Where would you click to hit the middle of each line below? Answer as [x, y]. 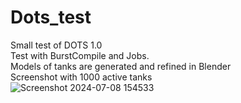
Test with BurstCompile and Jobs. [80, 55]
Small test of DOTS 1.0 [56, 45]
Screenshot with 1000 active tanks [81, 77]
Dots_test [51, 17]
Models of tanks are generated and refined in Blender [121, 66]
